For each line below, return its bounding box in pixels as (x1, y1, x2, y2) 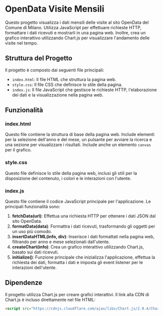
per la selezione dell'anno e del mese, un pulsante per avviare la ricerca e (5, 137, 152, 143)
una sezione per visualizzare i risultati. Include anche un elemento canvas (5, 142, 151, 148)
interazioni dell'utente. (12, 265, 57, 270)
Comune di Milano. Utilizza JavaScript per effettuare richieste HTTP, (5, 24, 142, 30)
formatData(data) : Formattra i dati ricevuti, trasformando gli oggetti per (12, 223, 155, 229)
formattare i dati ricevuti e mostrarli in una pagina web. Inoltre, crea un (5, 30, 146, 35)
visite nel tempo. (5, 40, 38, 46)
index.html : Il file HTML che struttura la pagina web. (12, 76, 116, 82)
